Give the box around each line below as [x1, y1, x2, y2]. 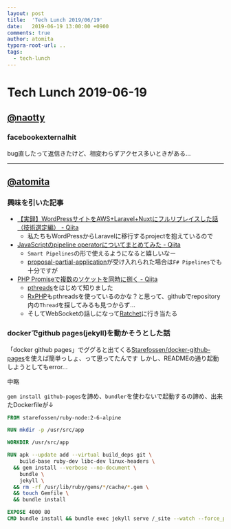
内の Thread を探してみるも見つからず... [27, 301, 135, 309]
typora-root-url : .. [7, 42, 67, 49]
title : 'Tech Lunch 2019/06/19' [7, 17, 103, 23]
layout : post [7, 10, 45, 17]
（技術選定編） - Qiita [16, 223, 79, 231]
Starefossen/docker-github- [131, 345, 211, 353]
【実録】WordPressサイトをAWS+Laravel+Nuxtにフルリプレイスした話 [16, 215, 219, 223]
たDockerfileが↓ [7, 400, 54, 408]
